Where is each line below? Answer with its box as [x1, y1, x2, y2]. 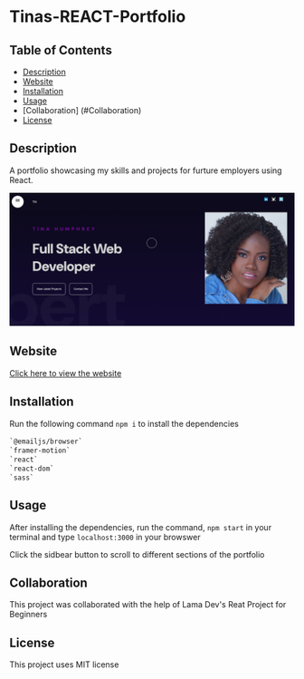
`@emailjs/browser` [9, 437, 83, 446]
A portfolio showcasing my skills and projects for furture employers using [9, 165, 282, 176]
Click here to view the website [9, 367, 122, 378]
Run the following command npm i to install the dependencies [9, 418, 240, 429]
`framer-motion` [9, 446, 71, 455]
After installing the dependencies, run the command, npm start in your [9, 521, 272, 532]
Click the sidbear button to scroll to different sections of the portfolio [9, 548, 265, 559]
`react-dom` [9, 464, 54, 473]
